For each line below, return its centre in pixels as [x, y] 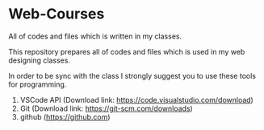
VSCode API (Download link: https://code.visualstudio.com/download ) [137, 100]
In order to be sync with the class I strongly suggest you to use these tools [132, 75]
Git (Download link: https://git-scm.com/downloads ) [107, 108]
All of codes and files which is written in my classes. [95, 36]
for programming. [38, 84]
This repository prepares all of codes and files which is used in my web [127, 51]
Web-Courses [57, 14]
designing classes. [40, 60]
